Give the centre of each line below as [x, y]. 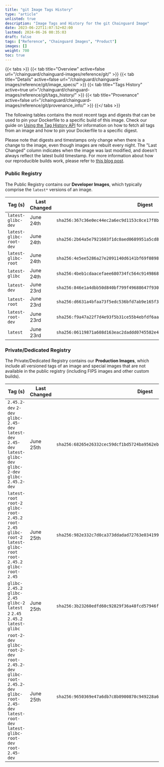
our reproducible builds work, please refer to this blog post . [65, 161]
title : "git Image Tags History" [39, 10]
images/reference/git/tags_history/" [41, 95]
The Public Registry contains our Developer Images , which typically [74, 184]
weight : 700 [17, 50]
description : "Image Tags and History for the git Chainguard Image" [77, 23]
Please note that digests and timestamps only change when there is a [75, 140]
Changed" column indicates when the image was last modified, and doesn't [81, 150]
